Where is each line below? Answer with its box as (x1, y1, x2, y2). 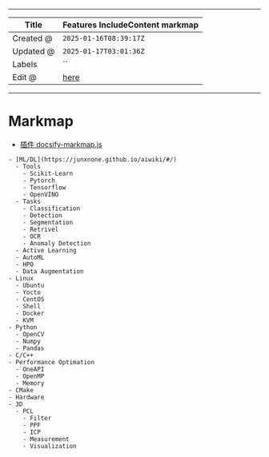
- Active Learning (15, 246, 78, 254)
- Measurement (22, 435, 70, 443)
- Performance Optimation (8, 358, 94, 366)
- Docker (15, 309, 45, 317)
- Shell (15, 302, 42, 310)
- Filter (22, 414, 52, 422)
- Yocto (15, 288, 42, 296)
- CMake (8, 386, 34, 394)
